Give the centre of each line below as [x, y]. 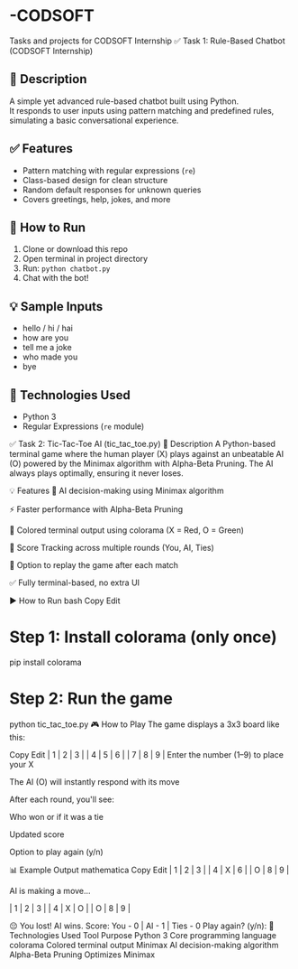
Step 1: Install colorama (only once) [143, 637]
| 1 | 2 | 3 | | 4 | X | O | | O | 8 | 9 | [70, 908]
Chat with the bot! [55, 278]
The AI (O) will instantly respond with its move [95, 781]
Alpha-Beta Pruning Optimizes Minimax [82, 955]
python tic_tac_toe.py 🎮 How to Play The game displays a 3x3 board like [144, 724]
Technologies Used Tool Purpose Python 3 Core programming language [143, 935]
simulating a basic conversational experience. [94, 120]
